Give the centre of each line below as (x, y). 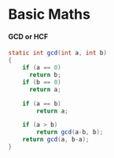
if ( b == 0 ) (42, 82)
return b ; (45, 75)
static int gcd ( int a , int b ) (58, 53)
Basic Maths (49, 14)
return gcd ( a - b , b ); (70, 132)
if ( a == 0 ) (42, 68)
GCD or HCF (28, 36)
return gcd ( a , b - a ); (56, 140)
